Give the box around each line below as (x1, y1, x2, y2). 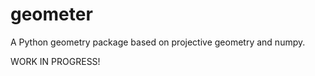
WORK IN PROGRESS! (10, 55, 101, 67)
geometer (10, 3, 93, 26)
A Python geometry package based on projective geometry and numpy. (10, 36, 306, 48)
